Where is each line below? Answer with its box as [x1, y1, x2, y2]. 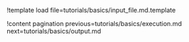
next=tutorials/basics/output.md [6, 27, 101, 35]
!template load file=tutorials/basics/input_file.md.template [6, 6, 176, 14]
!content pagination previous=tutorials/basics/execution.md [6, 20, 183, 27]
